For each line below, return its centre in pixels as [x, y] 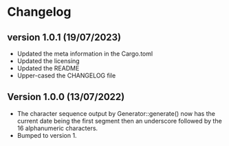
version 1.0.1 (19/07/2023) [64, 37]
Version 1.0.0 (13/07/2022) [66, 97]
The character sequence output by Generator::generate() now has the [116, 113]
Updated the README [48, 68]
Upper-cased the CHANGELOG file [66, 75]
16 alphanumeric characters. [57, 128]
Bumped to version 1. [47, 135]
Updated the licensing [48, 61]
